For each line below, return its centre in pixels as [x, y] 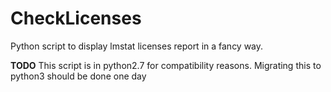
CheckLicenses [76, 18]
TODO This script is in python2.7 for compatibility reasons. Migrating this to [166, 65]
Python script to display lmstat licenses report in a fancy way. [137, 46]
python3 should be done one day [78, 76]
